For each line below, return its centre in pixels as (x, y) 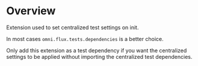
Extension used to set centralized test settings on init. (73, 27)
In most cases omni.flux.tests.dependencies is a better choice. (85, 39)
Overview (31, 11)
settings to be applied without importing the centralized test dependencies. (99, 56)
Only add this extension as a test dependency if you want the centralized (97, 50)
